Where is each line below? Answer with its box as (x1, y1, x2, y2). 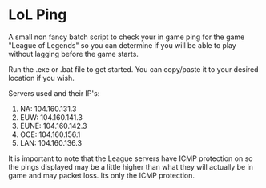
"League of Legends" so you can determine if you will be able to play (8, 40, 236, 50)
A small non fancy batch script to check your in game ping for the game (8, 32, 245, 42)
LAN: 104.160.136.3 (19, 138, 83, 147)
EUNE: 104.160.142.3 (19, 121, 87, 130)
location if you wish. (8, 73, 75, 82)
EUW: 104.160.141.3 (19, 112, 83, 122)
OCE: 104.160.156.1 (19, 130, 81, 139)
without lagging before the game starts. (8, 49, 139, 58)
